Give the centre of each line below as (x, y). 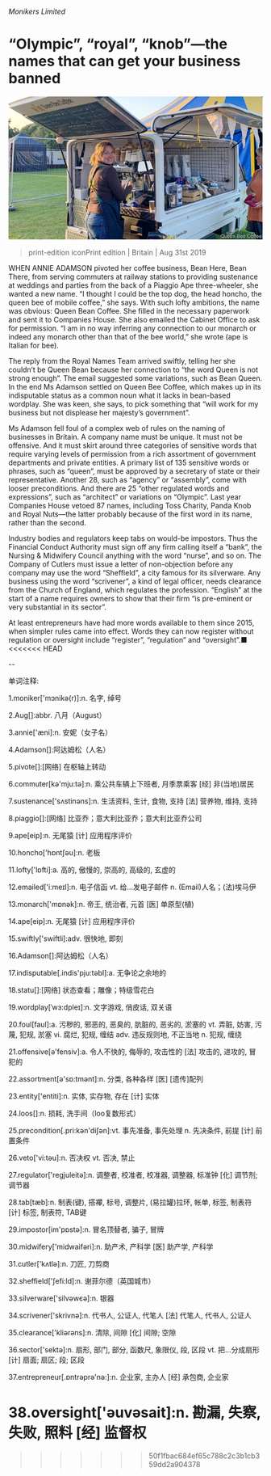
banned (35, 78)
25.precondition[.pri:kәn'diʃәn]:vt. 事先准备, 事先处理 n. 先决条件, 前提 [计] (131, 1131)
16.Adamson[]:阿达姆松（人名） (60, 956)
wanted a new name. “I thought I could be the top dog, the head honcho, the (135, 294)
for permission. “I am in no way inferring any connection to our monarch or (132, 328)
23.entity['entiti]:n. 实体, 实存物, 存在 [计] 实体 (84, 1096)
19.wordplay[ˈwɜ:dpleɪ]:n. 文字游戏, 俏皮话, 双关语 (90, 1007)
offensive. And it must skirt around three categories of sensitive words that (133, 445)
